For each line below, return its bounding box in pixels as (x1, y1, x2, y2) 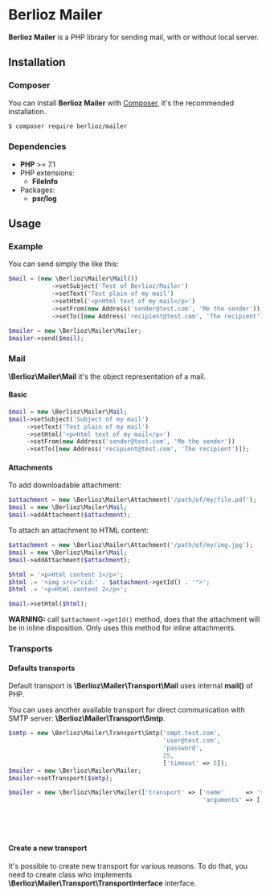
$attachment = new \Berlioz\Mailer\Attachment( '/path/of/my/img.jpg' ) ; (8, 541, 253, 549)
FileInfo (31, 176, 59, 186)
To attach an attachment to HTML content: (8, 525, 149, 536)
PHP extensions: (19, 167, 75, 178)
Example (8, 241, 43, 253)
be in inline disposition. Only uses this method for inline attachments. (8, 623, 236, 633)
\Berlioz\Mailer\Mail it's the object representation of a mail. (8, 372, 207, 381)
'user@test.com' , (162, 737, 221, 745)
